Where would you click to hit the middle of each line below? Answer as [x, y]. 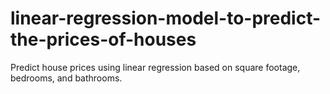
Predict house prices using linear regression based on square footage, [155, 67]
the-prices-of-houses [103, 39]
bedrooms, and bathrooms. [66, 78]
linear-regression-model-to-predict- [166, 18]
